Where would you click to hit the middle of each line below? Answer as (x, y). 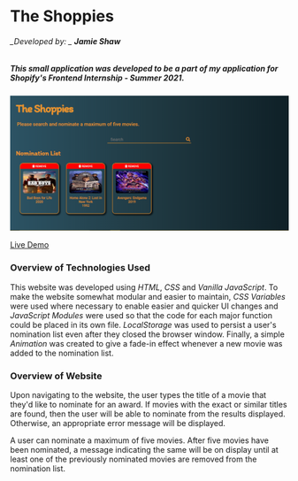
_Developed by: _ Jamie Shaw (65, 41)
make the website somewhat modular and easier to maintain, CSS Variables (148, 296)
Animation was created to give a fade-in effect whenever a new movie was (146, 343)
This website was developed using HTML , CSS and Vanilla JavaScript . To (144, 287)
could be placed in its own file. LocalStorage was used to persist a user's (143, 324)
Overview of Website (56, 376)
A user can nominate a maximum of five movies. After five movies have (139, 440)
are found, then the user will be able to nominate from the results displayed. (148, 414)
